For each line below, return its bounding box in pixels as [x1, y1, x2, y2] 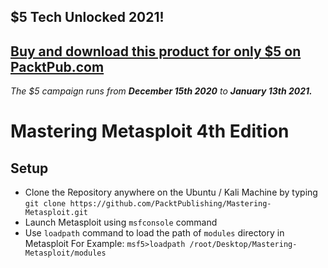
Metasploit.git [24, 208, 89, 218]
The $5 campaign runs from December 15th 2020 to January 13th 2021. [10, 85, 313, 97]
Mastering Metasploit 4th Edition [10, 120, 290, 143]
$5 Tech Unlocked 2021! [10, 9, 165, 26]
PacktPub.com [10, 58, 105, 75]
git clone [24, 199, 67, 209]
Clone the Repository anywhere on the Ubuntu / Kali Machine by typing [24, 186, 318, 199]
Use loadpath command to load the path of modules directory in [24, 227, 285, 239]
